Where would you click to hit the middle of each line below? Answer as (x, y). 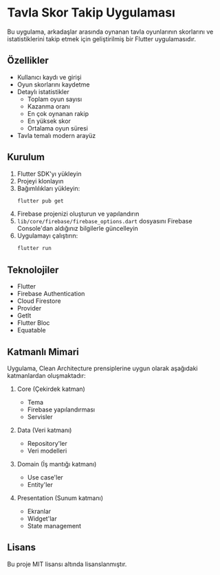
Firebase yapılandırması (61, 409)
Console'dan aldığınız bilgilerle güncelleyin (78, 229)
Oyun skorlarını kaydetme (53, 84)
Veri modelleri (47, 451)
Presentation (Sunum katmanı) (60, 498)
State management (54, 526)
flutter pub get (40, 201)
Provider (29, 308)
